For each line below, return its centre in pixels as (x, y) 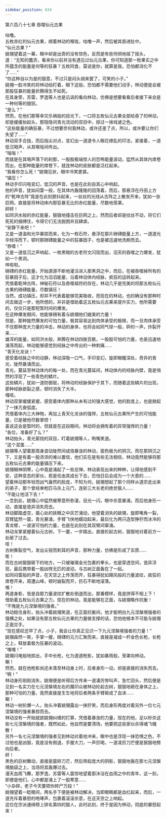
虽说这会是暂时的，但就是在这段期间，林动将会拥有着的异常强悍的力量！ (79, 426)
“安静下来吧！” (20, 227)
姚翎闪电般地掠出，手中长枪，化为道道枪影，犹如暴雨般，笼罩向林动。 (77, 655)
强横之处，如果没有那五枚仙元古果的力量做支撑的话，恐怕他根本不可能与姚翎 (83, 618)
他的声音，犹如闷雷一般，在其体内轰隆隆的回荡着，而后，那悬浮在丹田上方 (81, 190)
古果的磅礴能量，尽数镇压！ (33, 289)
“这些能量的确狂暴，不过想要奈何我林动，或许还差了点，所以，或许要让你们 (82, 128)
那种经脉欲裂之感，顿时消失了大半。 (42, 389)
